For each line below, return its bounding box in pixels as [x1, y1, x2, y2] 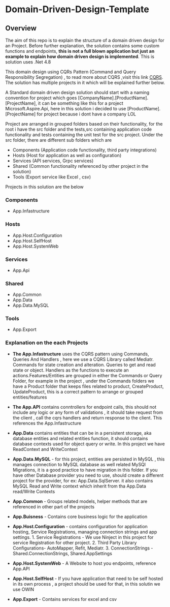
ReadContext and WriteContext [12, 446, 78, 452]
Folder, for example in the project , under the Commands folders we [12, 378, 154, 384]
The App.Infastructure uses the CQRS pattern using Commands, [12, 351, 150, 357]
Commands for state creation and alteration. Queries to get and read [12, 361, 156, 368]
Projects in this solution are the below [5, 184, 84, 190]
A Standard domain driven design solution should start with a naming [5, 89, 150, 95]
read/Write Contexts [12, 488, 55, 494]
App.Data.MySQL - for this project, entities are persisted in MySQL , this [12, 456, 165, 462]
